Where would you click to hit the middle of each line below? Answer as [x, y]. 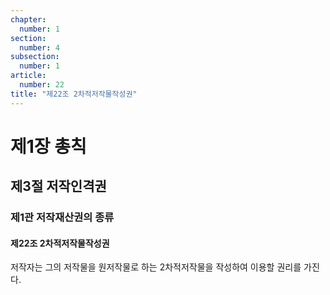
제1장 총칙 [48, 146]
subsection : [35, 57]
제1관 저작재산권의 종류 [62, 218]
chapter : [28, 19]
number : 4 [39, 47]
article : [28, 76]
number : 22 [42, 85]
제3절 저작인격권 [58, 186]
